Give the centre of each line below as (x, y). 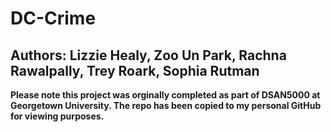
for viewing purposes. (57, 116)
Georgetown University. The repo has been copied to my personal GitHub (166, 105)
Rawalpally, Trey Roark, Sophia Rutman (135, 70)
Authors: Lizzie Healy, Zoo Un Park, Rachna (148, 55)
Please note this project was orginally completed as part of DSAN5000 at (165, 95)
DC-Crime (53, 18)
